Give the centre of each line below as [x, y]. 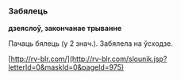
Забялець [28, 11]
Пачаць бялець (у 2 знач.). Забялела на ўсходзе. [90, 44]
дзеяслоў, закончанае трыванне [65, 29]
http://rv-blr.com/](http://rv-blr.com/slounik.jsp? [89, 59]
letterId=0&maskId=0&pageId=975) [66, 67]
